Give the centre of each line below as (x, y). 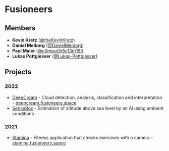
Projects (18, 72)
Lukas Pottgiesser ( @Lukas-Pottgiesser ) (55, 56)
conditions (23, 113)
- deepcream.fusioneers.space (44, 103)
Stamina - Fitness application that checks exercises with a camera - (82, 137)
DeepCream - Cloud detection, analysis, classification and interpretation (87, 97)
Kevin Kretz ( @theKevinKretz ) (43, 40)
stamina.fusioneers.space (39, 143)
